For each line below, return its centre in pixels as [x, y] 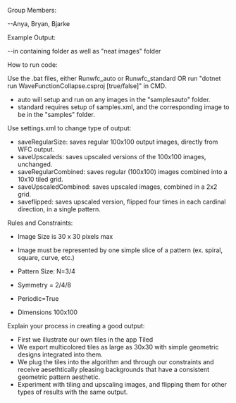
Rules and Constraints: [40, 223]
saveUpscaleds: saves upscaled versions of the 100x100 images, [112, 157]
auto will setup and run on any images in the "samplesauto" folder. [114, 99]
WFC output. [36, 149]
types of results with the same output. [73, 392]
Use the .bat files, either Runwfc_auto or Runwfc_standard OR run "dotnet [114, 78]
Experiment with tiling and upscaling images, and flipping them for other [122, 384]
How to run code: [32, 65]
